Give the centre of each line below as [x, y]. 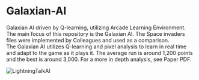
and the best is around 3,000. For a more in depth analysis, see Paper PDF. [99, 59]
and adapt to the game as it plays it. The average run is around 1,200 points [100, 53]
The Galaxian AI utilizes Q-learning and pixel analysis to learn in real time [96, 47]
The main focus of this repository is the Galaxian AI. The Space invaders [96, 33]
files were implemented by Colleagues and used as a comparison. [88, 40]
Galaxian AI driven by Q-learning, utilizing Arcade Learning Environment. [96, 27]
